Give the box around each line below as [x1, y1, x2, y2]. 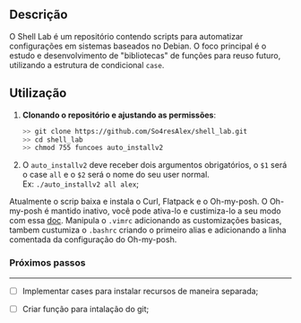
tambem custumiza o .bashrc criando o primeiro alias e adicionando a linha [9, 224, 287, 236]
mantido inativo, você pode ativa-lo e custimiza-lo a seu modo [50, 205, 281, 216]
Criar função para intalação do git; [21, 303, 150, 314]
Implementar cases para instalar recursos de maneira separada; [21, 285, 259, 296]
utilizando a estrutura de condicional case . [9, 59, 165, 70]
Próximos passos [9, 257, 86, 269]
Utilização [9, 85, 67, 101]
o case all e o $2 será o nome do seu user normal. [21, 170, 211, 180]
